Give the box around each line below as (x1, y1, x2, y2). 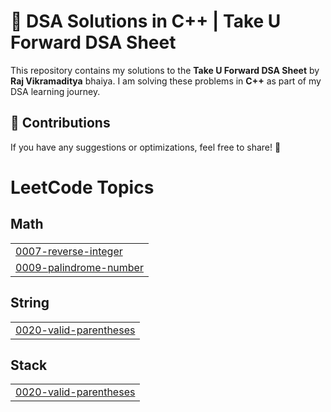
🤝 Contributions (10, 115, 111, 132)
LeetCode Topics (10, 176, 155, 199)
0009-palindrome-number (15, 260, 144, 274)
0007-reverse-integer (15, 244, 123, 258)
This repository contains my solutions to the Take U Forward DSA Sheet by (10, 64, 320, 76)
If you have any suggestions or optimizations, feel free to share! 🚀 (10, 141, 282, 153)
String (10, 295, 50, 312)
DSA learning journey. (10, 85, 101, 97)
